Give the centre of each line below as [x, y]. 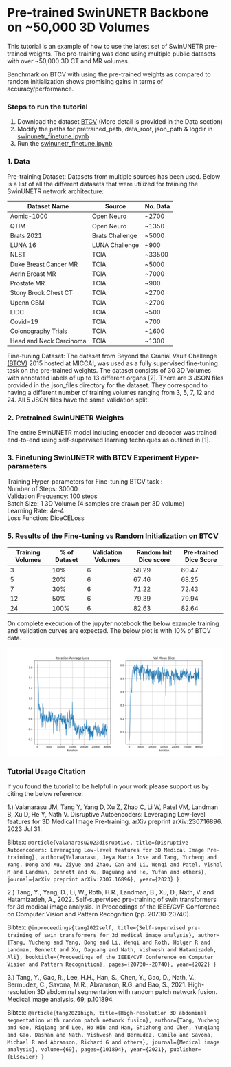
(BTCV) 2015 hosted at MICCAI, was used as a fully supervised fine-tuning [112, 363]
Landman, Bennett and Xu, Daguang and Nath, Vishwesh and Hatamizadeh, [112, 950]
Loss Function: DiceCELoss [46, 518]
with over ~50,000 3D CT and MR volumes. [68, 61]
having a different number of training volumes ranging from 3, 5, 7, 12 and [111, 393]
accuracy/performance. [41, 89]
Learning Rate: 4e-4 [36, 510]
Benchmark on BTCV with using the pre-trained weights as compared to [109, 74]
